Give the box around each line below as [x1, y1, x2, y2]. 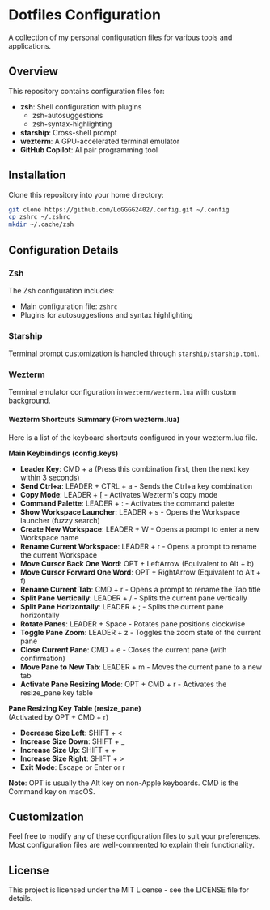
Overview [8, 65, 59, 79]
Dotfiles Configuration [8, 6, 162, 24]
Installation [8, 169, 66, 182]
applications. [8, 41, 51, 50]
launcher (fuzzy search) [19, 515, 101, 525]
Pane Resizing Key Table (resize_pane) [8, 703, 141, 713]
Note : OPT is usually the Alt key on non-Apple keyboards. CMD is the [8, 778, 239, 788]
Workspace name [19, 532, 79, 542]
